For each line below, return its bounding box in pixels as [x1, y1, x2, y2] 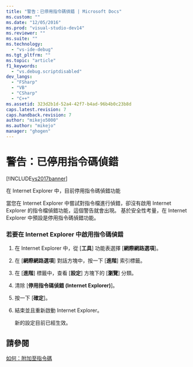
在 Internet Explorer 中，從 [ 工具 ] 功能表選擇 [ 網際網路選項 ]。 [14, 245, 162, 252]
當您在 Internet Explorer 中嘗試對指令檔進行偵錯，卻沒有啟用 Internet [6, 200, 171, 207]
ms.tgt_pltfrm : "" [6, 52, 51, 58]
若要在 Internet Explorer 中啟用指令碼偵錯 [6, 230, 124, 238]
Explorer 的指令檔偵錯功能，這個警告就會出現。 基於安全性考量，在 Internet [6, 207, 187, 214]
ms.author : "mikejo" [6, 123, 57, 129]
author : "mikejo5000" [6, 118, 59, 124]
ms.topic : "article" [6, 57, 57, 63]
